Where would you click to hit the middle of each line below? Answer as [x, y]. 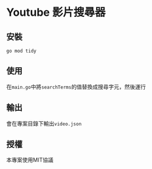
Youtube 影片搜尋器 [56, 12]
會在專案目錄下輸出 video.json [44, 123]
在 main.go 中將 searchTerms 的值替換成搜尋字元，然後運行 [76, 87]
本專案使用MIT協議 [30, 160]
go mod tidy [21, 51]
